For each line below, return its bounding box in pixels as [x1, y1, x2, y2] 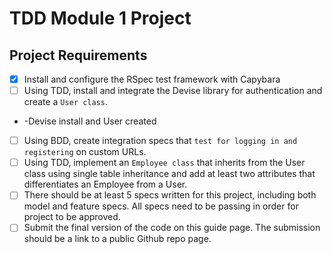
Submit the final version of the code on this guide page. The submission [23, 222, 321, 234]
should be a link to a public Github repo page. [23, 233, 212, 245]
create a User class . [23, 96, 108, 108]
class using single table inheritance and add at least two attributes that [23, 168, 316, 180]
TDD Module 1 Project [9, 7, 192, 30]
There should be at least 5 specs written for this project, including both [23, 189, 317, 201]
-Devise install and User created [23, 115, 157, 127]
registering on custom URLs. [23, 146, 147, 158]
